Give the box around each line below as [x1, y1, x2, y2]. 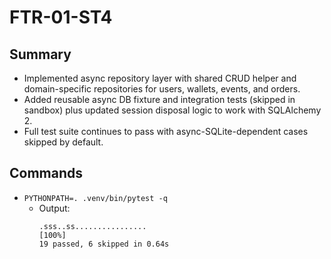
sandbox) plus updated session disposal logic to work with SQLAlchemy [23, 104, 322, 116]
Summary [9, 46, 72, 63]
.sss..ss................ [38, 221, 147, 231]
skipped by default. [23, 136, 104, 148]
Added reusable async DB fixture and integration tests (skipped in [23, 94, 296, 105]
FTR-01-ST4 [9, 6, 113, 29]
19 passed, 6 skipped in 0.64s [38, 239, 170, 249]
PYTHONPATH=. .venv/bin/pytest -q [23, 193, 168, 203]
